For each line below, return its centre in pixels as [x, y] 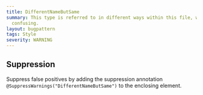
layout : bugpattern [31, 29]
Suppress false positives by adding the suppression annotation [85, 79]
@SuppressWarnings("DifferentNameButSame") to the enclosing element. [94, 85]
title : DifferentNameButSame [43, 12]
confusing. [25, 23]
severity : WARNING [29, 40]
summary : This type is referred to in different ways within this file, [100, 18]
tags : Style [21, 34]
